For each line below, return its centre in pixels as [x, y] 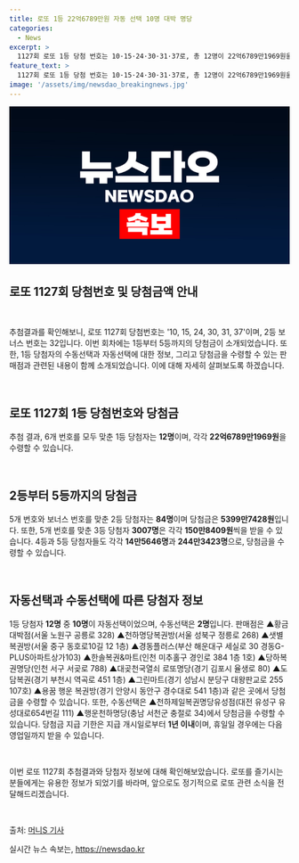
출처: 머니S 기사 [37, 830]
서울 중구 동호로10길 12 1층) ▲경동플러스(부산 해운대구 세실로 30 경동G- [159, 645]
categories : [31, 28]
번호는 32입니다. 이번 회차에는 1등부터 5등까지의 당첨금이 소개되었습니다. [152, 343]
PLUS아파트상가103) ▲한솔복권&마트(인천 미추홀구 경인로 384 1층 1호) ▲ [137, 657]
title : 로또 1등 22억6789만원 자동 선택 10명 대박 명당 [101, 19]
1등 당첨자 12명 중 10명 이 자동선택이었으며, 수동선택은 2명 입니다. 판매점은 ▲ [142, 623]
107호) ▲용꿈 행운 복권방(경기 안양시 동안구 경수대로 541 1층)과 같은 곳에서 [139, 690]
